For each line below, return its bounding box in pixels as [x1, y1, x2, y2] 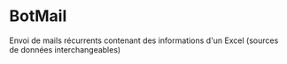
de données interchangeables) [9, 44, 121, 54]
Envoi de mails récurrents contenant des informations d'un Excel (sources [9, 35, 279, 46]
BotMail [9, 6, 67, 26]
